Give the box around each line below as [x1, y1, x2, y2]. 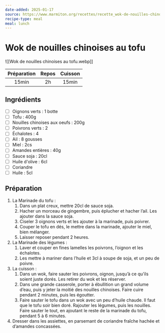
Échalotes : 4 [12, 131, 39, 137]
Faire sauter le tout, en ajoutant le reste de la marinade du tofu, [19, 307, 147, 313]
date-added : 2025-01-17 [5, 7, 54, 12]
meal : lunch [5, 21, 29, 26]
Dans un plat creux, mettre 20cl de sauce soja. [19, 203, 114, 209]
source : [5, 12, 21, 17]
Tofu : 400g [12, 114, 36, 120]
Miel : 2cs [12, 142, 32, 148]
